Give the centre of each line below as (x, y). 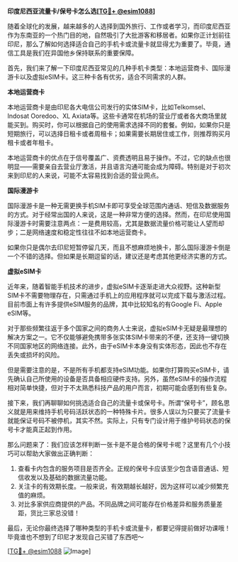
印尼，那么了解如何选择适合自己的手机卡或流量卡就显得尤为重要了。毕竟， (116, 44)
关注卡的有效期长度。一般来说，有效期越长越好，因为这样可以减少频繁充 (123, 486)
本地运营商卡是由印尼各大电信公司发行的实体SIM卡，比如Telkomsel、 (108, 107)
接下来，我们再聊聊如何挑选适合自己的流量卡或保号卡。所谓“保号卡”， (109, 403)
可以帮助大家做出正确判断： (53, 453)
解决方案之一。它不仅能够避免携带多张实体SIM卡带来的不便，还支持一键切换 (119, 337)
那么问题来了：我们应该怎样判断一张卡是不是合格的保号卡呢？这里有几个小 (116, 444)
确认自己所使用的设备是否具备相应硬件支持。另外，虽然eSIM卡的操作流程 (120, 379)
